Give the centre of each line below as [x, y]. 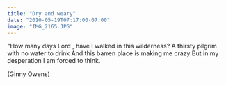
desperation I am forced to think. [54, 61]
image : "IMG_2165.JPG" [40, 26]
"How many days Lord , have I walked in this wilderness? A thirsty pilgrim [112, 46]
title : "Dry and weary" [42, 13]
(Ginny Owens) [29, 74]
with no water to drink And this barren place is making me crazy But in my [113, 53]
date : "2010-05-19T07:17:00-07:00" [59, 20]
